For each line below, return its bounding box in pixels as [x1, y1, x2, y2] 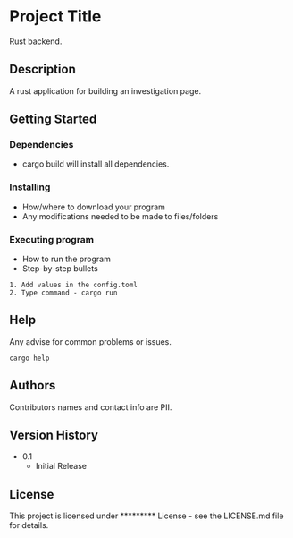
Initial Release [35, 461, 88, 472]
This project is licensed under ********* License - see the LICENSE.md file [9, 510, 284, 521]
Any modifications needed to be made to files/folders [21, 210, 219, 221]
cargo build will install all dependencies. [21, 158, 170, 169]
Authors [9, 378, 56, 393]
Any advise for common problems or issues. [9, 336, 172, 346]
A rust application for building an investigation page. [9, 85, 202, 96]
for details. [9, 520, 49, 531]
